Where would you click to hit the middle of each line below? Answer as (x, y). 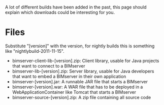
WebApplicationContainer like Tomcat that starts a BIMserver (74, 92)
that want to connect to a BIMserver (49, 66)
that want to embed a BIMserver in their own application (69, 76)
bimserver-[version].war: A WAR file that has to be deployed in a (78, 87)
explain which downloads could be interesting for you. (60, 12)
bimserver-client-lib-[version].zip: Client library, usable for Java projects (85, 61)
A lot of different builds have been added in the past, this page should (76, 7)
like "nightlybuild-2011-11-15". (35, 51)
